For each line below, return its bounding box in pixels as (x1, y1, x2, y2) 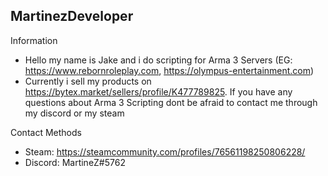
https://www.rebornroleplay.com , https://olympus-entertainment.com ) (24, 64, 315, 76)
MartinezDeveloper (10, 8, 134, 25)
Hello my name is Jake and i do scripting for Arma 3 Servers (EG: (24, 54, 293, 66)
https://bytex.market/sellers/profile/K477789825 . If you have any (24, 85, 293, 98)
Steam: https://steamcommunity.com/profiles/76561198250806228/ (24, 145, 306, 158)
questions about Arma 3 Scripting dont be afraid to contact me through (24, 96, 318, 108)
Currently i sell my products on (24, 75, 152, 87)
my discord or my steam (24, 107, 125, 119)
